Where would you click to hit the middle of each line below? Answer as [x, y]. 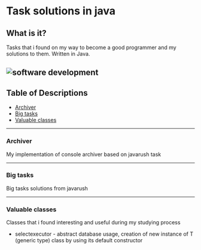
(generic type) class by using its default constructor [79, 240]
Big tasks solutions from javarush [47, 188]
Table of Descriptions [47, 93]
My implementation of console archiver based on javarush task [84, 154]
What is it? [26, 33]
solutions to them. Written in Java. [48, 54]
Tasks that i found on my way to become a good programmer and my [91, 47]
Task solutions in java [61, 11]
